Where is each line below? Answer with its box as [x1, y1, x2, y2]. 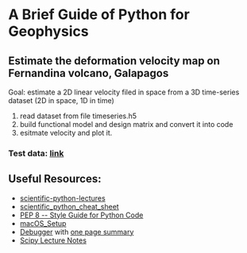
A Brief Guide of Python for [8, 6, 191, 24]
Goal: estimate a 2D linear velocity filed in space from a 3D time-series [8, 87, 240, 97]
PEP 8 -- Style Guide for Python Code [19, 210, 144, 220]
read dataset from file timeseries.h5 [19, 111, 137, 121]
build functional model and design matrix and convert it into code [19, 120, 233, 128]
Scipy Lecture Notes [19, 236, 87, 245]
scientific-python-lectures [19, 193, 106, 203]
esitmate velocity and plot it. [19, 128, 113, 137]
